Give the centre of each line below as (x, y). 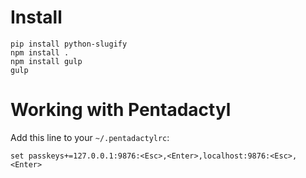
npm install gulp (46, 61)
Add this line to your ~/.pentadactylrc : (90, 137)
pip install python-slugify (69, 44)
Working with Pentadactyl (121, 110)
